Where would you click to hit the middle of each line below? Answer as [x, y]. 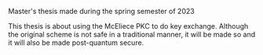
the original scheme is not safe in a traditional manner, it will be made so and [132, 34]
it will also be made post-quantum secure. [76, 43]
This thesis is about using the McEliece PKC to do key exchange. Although [128, 26]
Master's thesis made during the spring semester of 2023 [101, 11]
